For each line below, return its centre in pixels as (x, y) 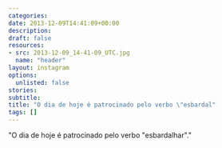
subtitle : (25, 98)
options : (23, 75)
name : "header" (41, 61)
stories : (23, 90)
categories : (28, 16)
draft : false (30, 38)
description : (30, 30)
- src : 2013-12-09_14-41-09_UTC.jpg (69, 53)
